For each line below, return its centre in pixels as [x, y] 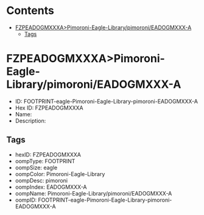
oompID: [26, 200]
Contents [30, 11]
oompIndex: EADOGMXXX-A [51, 187]
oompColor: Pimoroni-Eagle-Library [60, 174]
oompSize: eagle [36, 167]
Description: [30, 121]
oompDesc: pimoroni [41, 180]
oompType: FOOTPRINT [45, 161]
